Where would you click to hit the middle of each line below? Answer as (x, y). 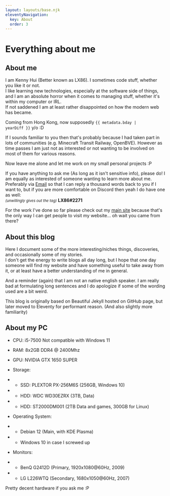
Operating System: (32, 416)
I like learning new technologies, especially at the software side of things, (82, 91)
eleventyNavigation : (27, 15)
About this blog (30, 237)
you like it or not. (23, 86)
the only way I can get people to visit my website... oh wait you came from (83, 216)
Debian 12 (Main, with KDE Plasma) (57, 432)
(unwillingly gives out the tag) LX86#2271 (44, 201)
